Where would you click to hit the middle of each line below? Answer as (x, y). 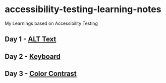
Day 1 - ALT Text (31, 39)
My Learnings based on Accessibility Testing (51, 23)
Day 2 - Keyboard (33, 56)
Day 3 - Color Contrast (41, 74)
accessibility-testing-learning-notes (83, 9)
